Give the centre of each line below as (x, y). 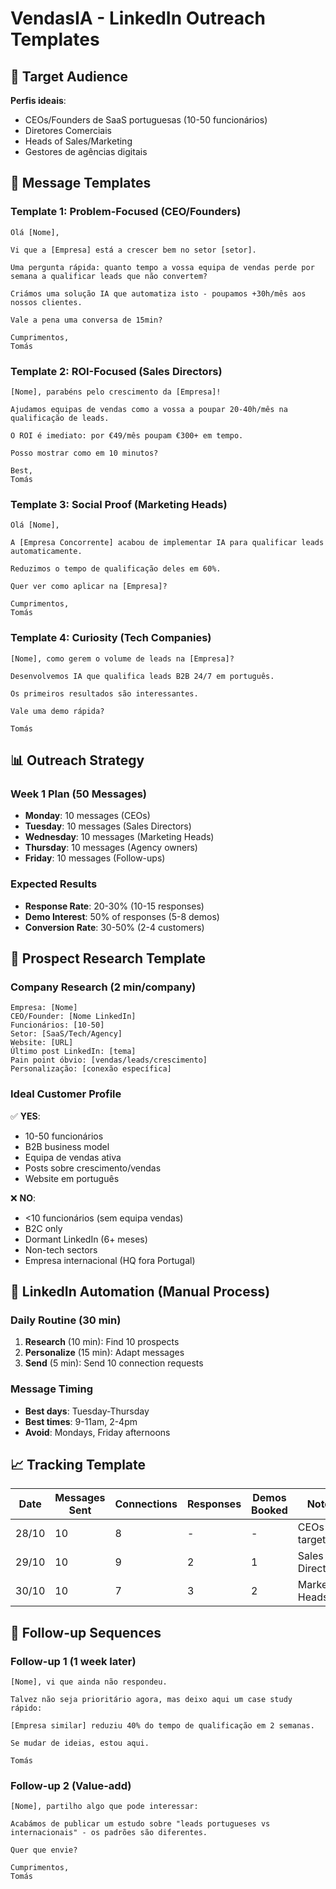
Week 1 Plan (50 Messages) (78, 794)
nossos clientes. (46, 302)
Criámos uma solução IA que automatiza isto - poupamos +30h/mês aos (158, 293)
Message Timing (52, 1389)
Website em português (72, 1178)
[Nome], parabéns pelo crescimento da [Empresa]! (116, 392)
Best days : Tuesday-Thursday (87, 1411)
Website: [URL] (42, 1043)
